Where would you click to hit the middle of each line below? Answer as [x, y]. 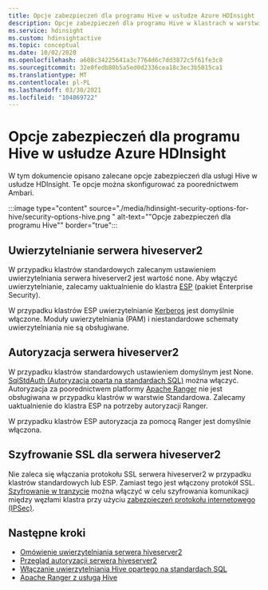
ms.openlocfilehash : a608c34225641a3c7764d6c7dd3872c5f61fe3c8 [116, 61]
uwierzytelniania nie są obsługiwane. [69, 327]
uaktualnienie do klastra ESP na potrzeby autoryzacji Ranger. [108, 406]
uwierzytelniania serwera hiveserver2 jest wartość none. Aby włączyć [123, 278]
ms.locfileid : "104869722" [53, 97]
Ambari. [21, 193]
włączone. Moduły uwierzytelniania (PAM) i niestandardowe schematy [124, 319]
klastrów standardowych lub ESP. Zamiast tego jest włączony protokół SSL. [132, 482]
